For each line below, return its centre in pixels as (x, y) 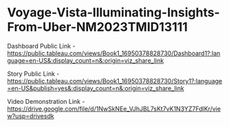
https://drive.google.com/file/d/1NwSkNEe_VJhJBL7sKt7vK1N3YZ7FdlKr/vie (114, 109)
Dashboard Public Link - (41, 46)
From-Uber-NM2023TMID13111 (97, 27)
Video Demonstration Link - (46, 101)
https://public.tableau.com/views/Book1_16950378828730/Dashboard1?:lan (114, 53)
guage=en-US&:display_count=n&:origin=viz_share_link (86, 60)
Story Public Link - (33, 74)
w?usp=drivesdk (31, 116)
